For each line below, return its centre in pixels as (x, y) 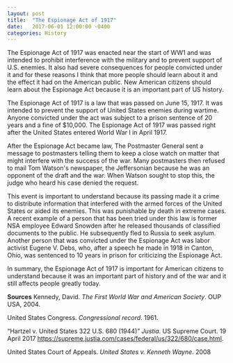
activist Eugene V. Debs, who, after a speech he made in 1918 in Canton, (111, 248)
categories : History (37, 33)
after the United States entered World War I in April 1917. (87, 133)
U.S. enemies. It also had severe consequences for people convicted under (115, 67)
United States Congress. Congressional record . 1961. (83, 318)
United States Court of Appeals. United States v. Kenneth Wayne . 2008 (109, 352)
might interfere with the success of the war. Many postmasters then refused (116, 161)
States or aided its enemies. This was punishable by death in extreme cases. (117, 211)
